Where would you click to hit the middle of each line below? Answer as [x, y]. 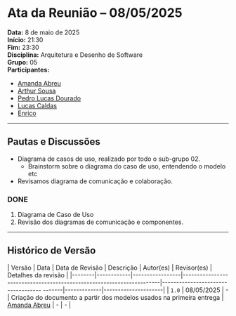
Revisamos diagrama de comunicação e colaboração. [95, 181]
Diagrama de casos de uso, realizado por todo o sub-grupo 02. [109, 159]
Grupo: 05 [22, 62]
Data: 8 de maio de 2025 [44, 32]
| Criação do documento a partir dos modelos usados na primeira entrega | [116, 297]
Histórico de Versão [52, 251]
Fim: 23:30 [24, 47]
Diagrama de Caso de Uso [55, 215]
